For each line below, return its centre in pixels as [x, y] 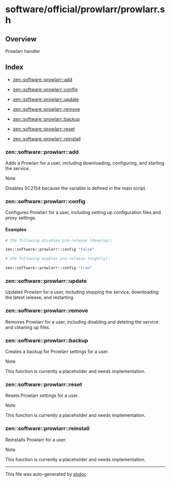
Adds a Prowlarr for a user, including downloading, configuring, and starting [85, 163]
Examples [16, 230]
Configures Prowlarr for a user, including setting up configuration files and [83, 212]
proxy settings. [21, 218]
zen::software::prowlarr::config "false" [50, 250]
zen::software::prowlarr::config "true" [49, 268]
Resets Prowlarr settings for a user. [42, 395]
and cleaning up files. [28, 327]
